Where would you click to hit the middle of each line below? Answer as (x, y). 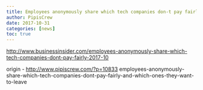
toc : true (19, 34)
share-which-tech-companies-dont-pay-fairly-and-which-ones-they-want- (100, 76)
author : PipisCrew (29, 17)
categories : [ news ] (31, 28)
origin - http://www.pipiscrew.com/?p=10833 (62, 69)
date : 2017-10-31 (28, 23)
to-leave (17, 82)
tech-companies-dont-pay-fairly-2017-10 (57, 58)
